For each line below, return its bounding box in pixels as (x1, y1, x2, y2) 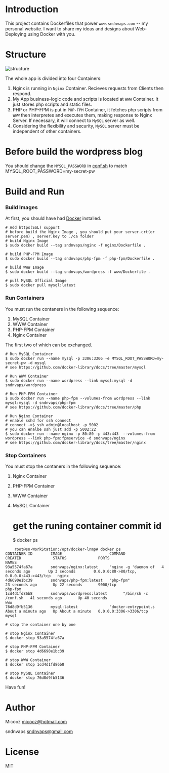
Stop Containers (5, 452, 47, 459)
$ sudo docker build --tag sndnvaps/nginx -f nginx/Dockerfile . (5, 243, 146, 248)
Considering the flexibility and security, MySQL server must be (12, 123, 140, 129)
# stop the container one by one (5, 622, 76, 627)
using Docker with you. (27, 31, 76, 37)
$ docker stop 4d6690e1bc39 (5, 648, 65, 654)
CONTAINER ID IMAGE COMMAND (5, 551, 125, 556)
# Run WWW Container (5, 374, 49, 379)
